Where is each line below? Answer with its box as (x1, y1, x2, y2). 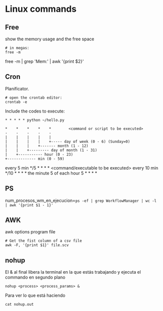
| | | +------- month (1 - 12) (5, 143, 89, 148)
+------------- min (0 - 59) (5, 156, 65, 161)
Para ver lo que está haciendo (5, 292, 66, 298)
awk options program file (5, 229, 55, 235)
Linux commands (5, 3, 77, 15)
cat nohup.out (5, 302, 34, 307)
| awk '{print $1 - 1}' (5, 202, 54, 207)
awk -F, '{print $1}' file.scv (5, 243, 69, 248)
